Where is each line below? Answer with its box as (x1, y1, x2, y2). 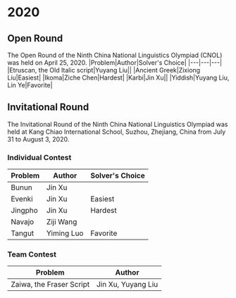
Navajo (11, 217, 35, 227)
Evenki (11, 194, 33, 204)
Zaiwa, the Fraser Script (11, 280, 90, 290)
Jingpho (11, 206, 39, 216)
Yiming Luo (46, 228, 84, 238)
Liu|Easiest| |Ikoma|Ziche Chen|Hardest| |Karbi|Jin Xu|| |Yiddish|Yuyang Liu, (7, 73, 230, 82)
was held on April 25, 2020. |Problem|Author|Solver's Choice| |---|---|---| (7, 58, 223, 67)
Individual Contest (7, 152, 72, 162)
